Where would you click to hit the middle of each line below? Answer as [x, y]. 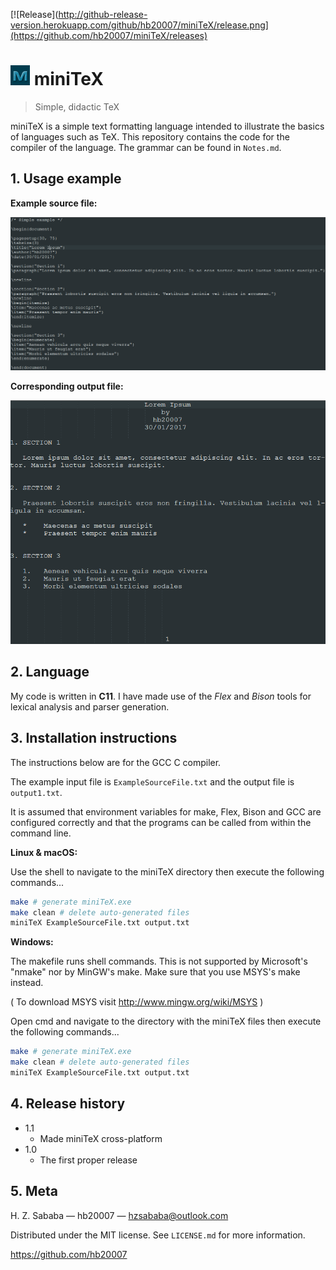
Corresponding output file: [67, 386]
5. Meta [34, 1191]
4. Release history [68, 1104]
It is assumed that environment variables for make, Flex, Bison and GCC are [166, 811]
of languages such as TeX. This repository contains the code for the [150, 136]
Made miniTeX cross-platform [101, 1138]
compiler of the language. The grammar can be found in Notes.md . [146, 147]
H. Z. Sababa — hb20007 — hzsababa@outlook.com [119, 1215]
